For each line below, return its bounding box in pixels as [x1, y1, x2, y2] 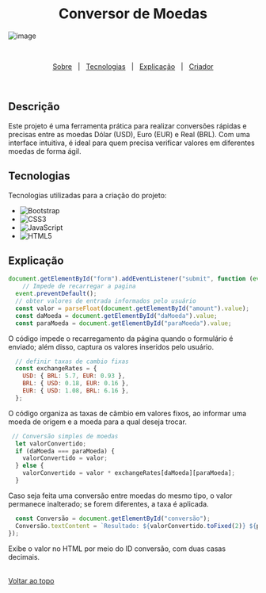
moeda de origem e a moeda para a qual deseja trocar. [8, 417, 188, 427]
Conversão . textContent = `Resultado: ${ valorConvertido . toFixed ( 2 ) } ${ [15, 522, 257, 530]
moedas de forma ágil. [8, 146, 82, 155]
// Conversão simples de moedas [11, 432, 119, 440]
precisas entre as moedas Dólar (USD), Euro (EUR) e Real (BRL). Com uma [8, 129, 251, 139]
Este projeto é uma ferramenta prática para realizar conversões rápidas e [8, 121, 247, 131]
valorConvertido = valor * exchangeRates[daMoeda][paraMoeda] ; [22, 469, 236, 477]
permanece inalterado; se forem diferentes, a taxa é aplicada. [8, 499, 209, 508]
